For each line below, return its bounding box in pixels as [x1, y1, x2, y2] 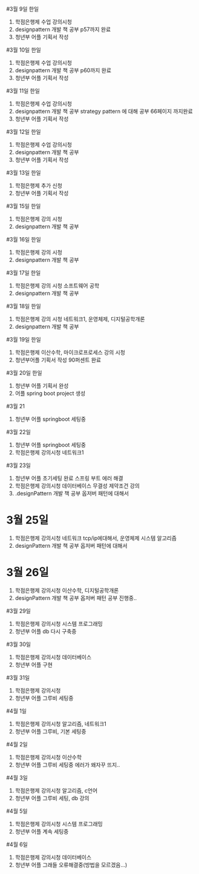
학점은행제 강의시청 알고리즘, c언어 [15, 787, 98, 794]
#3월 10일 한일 [6, 46, 41, 53]
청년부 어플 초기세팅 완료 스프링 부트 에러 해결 [15, 475, 123, 482]
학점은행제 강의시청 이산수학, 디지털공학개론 [15, 587, 119, 594]
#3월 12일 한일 [6, 128, 41, 135]
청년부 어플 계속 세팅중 [15, 827, 69, 835]
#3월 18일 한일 [6, 303, 41, 309]
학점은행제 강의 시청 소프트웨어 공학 [15, 282, 100, 289]
